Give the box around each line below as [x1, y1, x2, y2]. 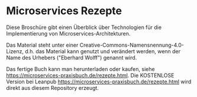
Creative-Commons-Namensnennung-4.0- [79, 41, 185, 48]
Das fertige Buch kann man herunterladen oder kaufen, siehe [6, 65, 155, 72]
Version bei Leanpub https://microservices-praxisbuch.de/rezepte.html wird [6, 78, 192, 85]
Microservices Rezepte [6, 4, 122, 18]
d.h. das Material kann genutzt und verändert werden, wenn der [24, 47, 181, 54]
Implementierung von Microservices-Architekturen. [6, 30, 131, 37]
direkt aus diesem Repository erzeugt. [6, 84, 99, 91]
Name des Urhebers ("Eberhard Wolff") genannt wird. [6, 54, 137, 61]
